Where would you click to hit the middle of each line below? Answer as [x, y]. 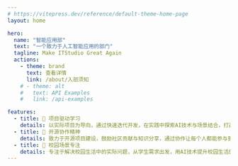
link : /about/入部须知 [57, 79]
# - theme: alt [42, 86]
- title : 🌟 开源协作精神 [47, 132]
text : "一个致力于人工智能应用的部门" [63, 47]
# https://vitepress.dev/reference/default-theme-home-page [98, 14]
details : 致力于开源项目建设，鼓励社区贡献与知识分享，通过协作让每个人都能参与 [124, 138]
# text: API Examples [55, 93]
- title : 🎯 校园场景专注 [47, 145]
